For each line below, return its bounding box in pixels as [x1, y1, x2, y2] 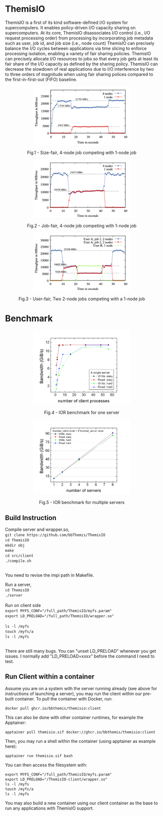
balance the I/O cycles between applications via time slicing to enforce [5, 45, 147, 51]
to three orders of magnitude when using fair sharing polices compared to [5, 71, 153, 77]
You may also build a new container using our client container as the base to [5, 800, 158, 806]
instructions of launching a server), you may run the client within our [5, 691, 142, 697]
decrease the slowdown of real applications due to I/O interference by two [5, 66, 154, 72]
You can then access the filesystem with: [5, 762, 88, 768]
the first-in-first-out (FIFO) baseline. [5, 77, 77, 82]
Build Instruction [5, 513, 57, 522]
